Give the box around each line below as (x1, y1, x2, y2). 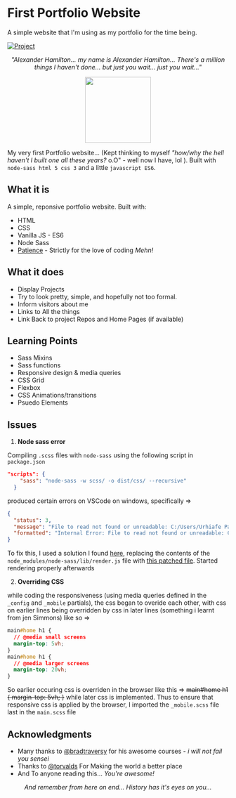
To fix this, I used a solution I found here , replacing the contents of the (7, 549, 211, 558)
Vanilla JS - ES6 (17, 230, 65, 240)
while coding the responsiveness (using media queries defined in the (7, 591, 207, 600)
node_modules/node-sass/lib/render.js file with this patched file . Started (7, 556, 218, 565)
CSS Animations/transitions (17, 391, 97, 400)
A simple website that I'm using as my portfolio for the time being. (7, 28, 197, 37)
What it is (7, 184, 50, 196)
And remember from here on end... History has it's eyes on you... (24, 783, 212, 791)
